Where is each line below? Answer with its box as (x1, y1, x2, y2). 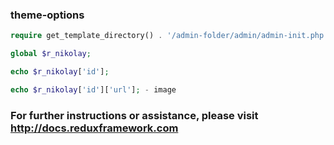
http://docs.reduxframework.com (10, 121, 179, 135)
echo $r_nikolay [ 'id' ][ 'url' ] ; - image (10, 84, 177, 95)
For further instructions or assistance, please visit (10, 108, 259, 122)
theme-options (10, 8, 85, 22)
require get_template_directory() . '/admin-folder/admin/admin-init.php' (10, 31, 329, 41)
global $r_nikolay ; (10, 49, 92, 59)
